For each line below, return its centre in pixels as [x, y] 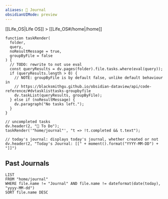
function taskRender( [28, 38]
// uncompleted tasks [28, 122]
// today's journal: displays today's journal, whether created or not [82, 139]
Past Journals [27, 163]
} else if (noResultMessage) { [43, 99]
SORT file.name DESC [27, 192]
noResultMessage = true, [36, 51]
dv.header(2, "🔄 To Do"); [32, 126]
